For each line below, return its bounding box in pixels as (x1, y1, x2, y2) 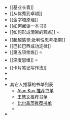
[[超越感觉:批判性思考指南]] (9, 37, 66, 43)
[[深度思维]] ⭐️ (9, 57, 38, 63)
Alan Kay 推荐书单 (17, 88, 54, 93)
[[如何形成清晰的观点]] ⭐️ (9, 29, 60, 35)
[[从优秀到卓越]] (9, 10, 43, 16)
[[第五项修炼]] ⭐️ (9, 49, 43, 55)
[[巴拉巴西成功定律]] (9, 43, 51, 49)
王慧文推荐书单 (17, 94, 48, 100)
